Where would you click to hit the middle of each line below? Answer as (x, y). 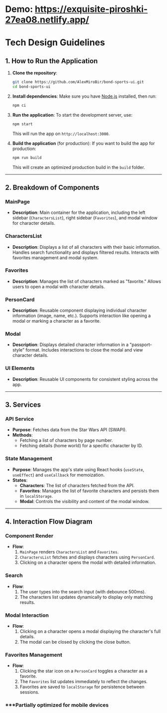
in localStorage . (36, 496)
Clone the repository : (35, 73)
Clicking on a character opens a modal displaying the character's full (90, 631)
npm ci (19, 105)
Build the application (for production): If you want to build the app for (83, 143)
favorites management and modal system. (55, 257)
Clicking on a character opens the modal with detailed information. (88, 562)
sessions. (30, 692)
